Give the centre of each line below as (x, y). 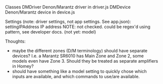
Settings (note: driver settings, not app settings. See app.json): (68, 22)
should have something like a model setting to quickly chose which (80, 71)
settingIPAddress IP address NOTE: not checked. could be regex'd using (78, 27)
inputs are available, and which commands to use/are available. (76, 76)
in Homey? (23, 66)
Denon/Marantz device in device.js (40, 12)
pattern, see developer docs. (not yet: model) (51, 32)
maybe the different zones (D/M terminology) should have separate (80, 51)
